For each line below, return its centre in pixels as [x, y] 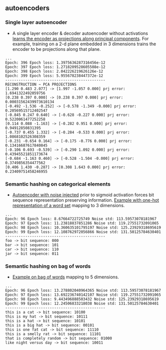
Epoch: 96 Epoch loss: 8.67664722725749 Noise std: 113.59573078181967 [81, 219]
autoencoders [27, 8]
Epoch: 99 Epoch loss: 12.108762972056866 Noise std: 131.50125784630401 [83, 232]
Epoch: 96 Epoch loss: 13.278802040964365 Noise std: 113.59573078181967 [83, 291]
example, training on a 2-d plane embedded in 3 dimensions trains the [84, 44]
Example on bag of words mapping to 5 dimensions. [66, 277]
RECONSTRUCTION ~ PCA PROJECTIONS [41, 84]
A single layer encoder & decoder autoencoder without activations [80, 33]
